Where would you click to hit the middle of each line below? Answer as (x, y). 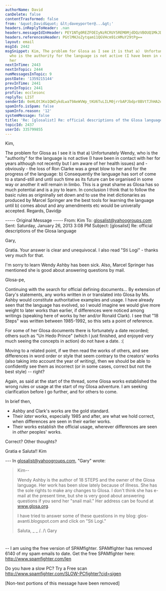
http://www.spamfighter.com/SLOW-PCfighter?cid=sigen (63, 573)
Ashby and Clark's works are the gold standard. (61, 411)
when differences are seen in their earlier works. (62, 422)
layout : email (20, 42)
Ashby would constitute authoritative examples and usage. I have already (80, 300)
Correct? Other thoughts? (31, 442)
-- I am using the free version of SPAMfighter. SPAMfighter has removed (79, 548)
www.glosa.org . (33, 506)
